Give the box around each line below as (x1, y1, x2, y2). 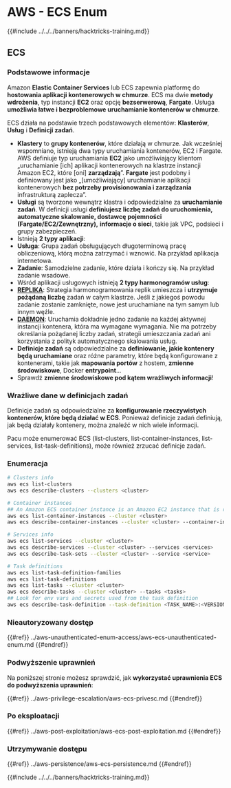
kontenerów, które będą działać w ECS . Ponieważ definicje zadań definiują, (7, 413, 223, 422)
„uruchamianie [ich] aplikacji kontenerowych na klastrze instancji (16, 161, 201, 169)
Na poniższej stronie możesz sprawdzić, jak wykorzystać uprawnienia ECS (7, 673, 222, 682)
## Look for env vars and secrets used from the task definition (7, 595, 198, 602)
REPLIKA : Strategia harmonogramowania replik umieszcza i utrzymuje (16, 285, 218, 293)
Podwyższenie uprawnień (7, 658, 96, 667)
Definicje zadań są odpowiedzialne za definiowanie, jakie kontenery (16, 344, 214, 352)
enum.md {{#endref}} (7, 641, 69, 649)
